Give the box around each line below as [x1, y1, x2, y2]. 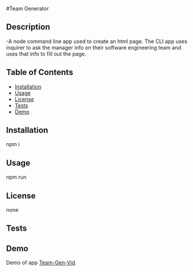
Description [6, 22, 50, 32]
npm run [6, 173, 27, 181]
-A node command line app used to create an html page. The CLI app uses [6, 38, 188, 45]
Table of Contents [6, 67, 74, 77]
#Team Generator [6, 5, 49, 12]
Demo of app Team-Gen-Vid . [6, 259, 77, 266]
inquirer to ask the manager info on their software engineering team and [6, 44, 181, 51]
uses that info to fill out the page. [6, 50, 87, 57]
